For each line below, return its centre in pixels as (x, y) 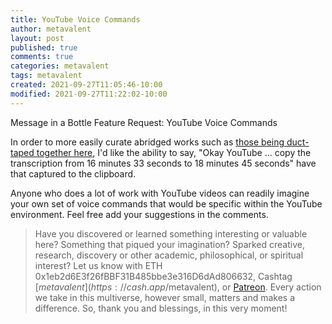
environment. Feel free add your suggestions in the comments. (139, 214)
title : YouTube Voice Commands (75, 19)
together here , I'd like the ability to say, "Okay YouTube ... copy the (174, 152)
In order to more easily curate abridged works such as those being (147, 142)
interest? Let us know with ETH (98, 265)
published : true (44, 47)
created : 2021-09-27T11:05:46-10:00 (86, 85)
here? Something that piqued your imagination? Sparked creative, (169, 244)
